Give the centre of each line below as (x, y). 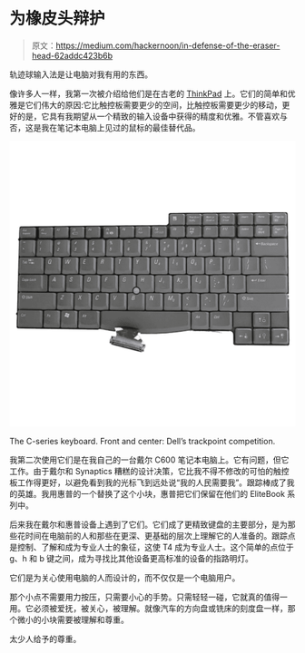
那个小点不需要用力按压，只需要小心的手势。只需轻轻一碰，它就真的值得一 (148, 597)
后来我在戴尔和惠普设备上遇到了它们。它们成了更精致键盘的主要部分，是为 (148, 524)
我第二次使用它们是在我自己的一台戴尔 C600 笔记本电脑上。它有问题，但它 (149, 460)
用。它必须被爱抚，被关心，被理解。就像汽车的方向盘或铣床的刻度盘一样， (148, 608)
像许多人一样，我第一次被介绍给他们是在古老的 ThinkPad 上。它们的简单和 (148, 93)
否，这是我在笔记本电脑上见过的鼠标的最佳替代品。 (105, 127)
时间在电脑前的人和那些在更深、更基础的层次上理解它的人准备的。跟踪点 (160, 535)
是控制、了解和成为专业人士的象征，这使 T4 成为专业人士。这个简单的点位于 (152, 547)
